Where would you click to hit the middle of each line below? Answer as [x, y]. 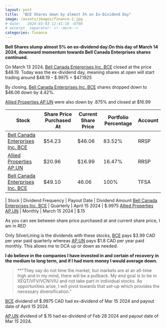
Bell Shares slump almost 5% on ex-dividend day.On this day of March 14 [82, 47]
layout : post [19, 10]
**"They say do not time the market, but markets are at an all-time [84, 270]
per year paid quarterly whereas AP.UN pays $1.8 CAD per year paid [75, 241]
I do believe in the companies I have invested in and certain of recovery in [82, 255]
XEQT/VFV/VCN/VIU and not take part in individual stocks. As [80, 281]
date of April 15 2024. [27, 306]
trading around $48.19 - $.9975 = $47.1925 [49, 78]
